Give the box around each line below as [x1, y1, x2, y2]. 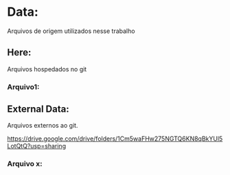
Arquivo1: [7, 82, 40, 91]
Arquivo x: [7, 159, 43, 169]
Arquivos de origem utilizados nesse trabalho [7, 27, 135, 35]
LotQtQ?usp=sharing [7, 142, 67, 150]
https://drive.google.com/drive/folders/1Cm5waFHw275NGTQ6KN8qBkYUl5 [7, 135, 223, 143]
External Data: [7, 104, 70, 115]
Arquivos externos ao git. [7, 121, 78, 130]
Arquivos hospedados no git [7, 65, 87, 73]
